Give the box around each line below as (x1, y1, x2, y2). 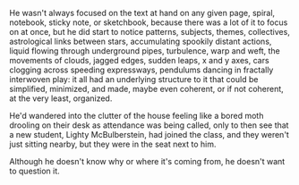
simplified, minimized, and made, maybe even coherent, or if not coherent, (9, 84, 284, 94)
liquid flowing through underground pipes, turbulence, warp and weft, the (9, 46, 280, 56)
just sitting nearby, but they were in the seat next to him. (9, 139, 217, 149)
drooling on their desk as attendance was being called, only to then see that (9, 120, 289, 130)
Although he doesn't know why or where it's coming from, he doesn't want (9, 156, 286, 166)
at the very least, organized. (9, 93, 113, 104)
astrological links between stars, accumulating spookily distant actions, (9, 36, 272, 46)
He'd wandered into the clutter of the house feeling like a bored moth (9, 111, 264, 121)
